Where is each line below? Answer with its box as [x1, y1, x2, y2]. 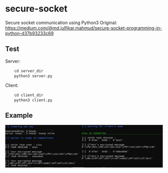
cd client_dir [14, 92, 43, 98]
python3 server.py [14, 73, 52, 78]
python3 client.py [14, 97, 52, 103]
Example [5, 111, 33, 120]
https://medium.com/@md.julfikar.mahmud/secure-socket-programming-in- [5, 25, 162, 31]
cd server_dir [14, 68, 43, 73]
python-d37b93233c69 [5, 30, 54, 36]
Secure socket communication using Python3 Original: [5, 20, 117, 26]
